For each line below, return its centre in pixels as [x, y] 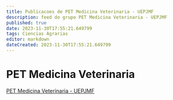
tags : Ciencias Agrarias [37, 34]
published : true [26, 23]
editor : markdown [28, 39]
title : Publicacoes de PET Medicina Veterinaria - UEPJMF [80, 12]
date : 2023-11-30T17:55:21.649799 [49, 28]
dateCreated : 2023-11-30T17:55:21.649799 [59, 45]
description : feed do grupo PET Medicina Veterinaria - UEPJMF [87, 17]
